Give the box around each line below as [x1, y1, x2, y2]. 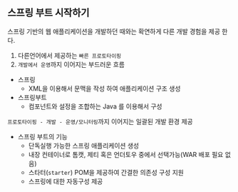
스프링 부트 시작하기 [7, 6, 90, 19]
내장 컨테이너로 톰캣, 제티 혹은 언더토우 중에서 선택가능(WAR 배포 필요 [28, 150, 224, 158]
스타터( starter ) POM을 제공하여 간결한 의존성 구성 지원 [28, 168, 184, 176]
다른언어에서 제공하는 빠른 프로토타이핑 [17, 51, 122, 59]
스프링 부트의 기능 [17, 132, 68, 141]
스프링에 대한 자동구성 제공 [28, 177, 103, 186]
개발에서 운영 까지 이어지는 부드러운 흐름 [17, 60, 125, 69]
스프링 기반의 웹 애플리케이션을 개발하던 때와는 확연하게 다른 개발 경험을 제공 [7, 27, 221, 36]
